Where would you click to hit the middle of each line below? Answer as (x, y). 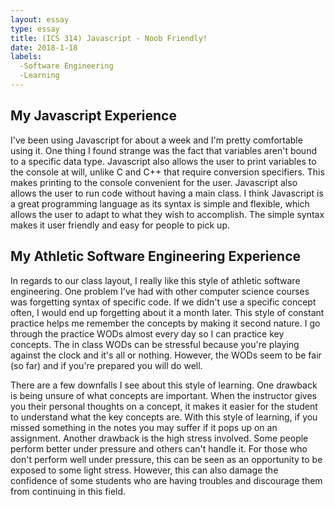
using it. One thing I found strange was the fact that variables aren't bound (163, 150)
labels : (26, 57)
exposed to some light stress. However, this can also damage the (144, 470)
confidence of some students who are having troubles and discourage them (166, 480)
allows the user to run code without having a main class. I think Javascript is (167, 193)
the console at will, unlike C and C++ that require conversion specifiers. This (167, 172)
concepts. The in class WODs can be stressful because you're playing (155, 344)
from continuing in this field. (68, 491)
